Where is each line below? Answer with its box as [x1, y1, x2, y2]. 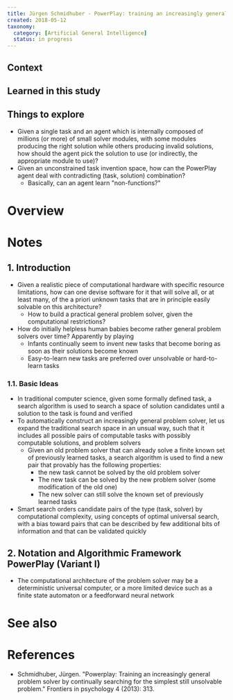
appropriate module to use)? [17, 157, 98, 165]
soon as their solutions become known [27, 347, 139, 355]
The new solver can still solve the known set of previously [37, 490, 204, 499]
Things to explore [7, 109, 85, 121]
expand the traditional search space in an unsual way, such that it [17, 424, 205, 432]
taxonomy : [7, 23, 36, 30]
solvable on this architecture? [17, 302, 102, 310]
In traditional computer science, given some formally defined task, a [17, 394, 212, 403]
